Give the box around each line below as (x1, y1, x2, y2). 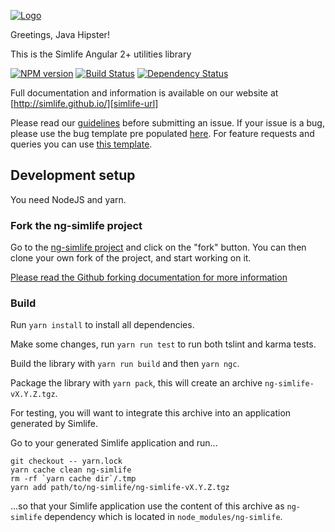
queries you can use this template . (10, 138, 153, 150)
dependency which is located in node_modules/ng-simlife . (44, 511, 283, 523)
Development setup (10, 167, 136, 184)
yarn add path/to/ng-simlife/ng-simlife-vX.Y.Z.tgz (10, 483, 230, 493)
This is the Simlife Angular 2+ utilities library (10, 48, 192, 60)
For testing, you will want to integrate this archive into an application (10, 407, 292, 419)
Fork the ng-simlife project (10, 218, 143, 232)
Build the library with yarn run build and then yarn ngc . (10, 358, 240, 370)
